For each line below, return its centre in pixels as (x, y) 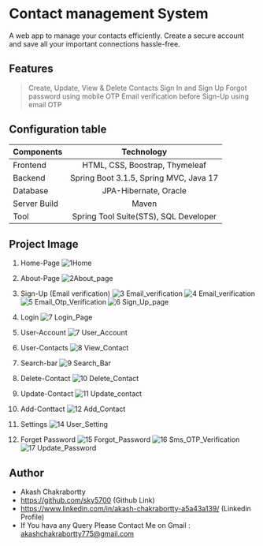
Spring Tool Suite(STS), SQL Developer (144, 216)
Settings (34, 424)
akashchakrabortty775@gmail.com (77, 534)
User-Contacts (44, 348)
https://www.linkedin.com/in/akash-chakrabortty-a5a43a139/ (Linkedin (135, 509)
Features (31, 69)
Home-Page (40, 263)
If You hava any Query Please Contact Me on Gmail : (105, 525)
